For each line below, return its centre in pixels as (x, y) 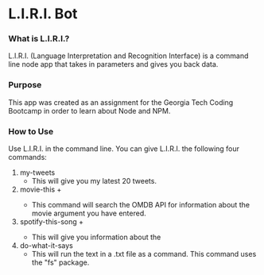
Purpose (25, 85)
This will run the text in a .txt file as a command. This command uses (144, 254)
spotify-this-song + (51, 222)
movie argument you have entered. (89, 213)
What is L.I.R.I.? (39, 39)
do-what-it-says (46, 246)
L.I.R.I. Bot (43, 14)
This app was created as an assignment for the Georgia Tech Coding (121, 102)
